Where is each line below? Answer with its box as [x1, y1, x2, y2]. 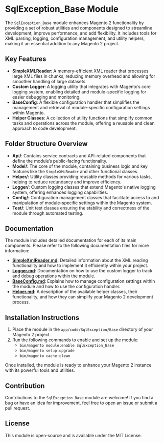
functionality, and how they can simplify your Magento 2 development [12, 294, 153, 300]
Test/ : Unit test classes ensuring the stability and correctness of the [12, 205, 150, 211]
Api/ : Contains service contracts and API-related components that [12, 152, 146, 158]
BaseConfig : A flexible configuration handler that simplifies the [12, 99, 140, 105]
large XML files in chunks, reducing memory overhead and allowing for [12, 73, 156, 79]
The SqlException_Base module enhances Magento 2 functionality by [5, 20, 144, 26]
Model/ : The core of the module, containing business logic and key [12, 163, 148, 169]
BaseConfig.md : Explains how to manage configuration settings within [12, 278, 155, 284]
